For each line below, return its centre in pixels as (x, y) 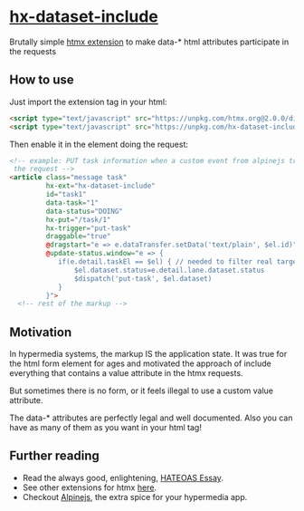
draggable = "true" (78, 236)
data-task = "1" (72, 202)
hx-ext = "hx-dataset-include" (100, 186)
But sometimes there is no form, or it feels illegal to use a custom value (142, 390)
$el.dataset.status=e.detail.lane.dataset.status (169, 270)
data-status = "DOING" (85, 211)
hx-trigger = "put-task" (88, 228)
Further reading (54, 456)
